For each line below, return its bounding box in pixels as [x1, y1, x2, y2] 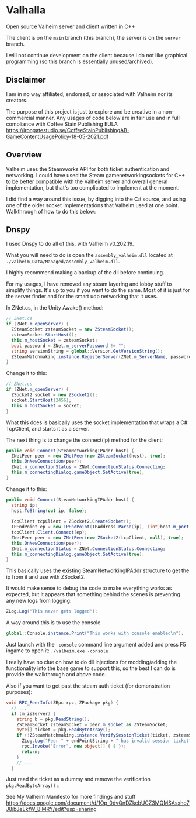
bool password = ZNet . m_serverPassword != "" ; [11, 343, 127, 349]
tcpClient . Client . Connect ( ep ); [11, 530, 87, 535]
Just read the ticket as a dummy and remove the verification [6, 776, 150, 783]
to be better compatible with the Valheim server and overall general [6, 178, 168, 185]
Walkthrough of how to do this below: [6, 208, 96, 215]
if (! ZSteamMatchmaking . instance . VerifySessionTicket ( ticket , [16, 733, 171, 738]
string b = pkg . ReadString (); [16, 716, 90, 722]
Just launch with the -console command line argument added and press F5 [6, 641, 187, 648]
